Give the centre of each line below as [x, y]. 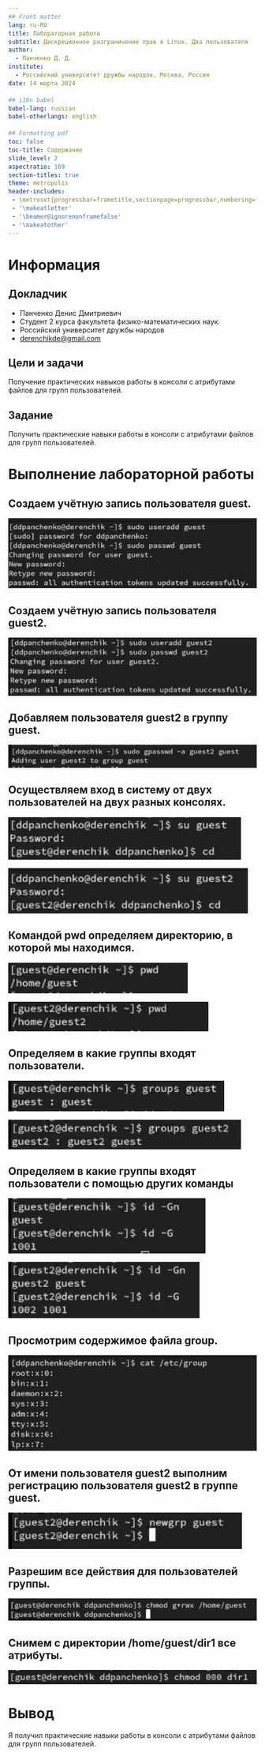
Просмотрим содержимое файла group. [113, 1340]
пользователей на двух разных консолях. [117, 803]
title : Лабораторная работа [54, 33]
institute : [26, 67]
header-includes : [37, 192]
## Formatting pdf [38, 133]
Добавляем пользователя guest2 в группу [118, 718]
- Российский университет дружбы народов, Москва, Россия [113, 75]
